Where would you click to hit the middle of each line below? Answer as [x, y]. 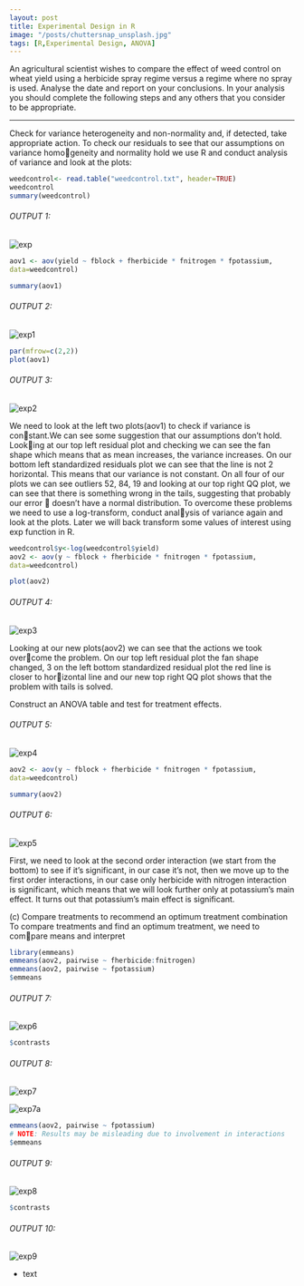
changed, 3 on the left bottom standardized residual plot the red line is [140, 667]
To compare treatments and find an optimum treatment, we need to [135, 926]
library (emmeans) [42, 952]
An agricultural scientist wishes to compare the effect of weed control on [145, 69]
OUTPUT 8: [31, 1063]
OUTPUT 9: [31, 1163]
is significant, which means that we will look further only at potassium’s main [152, 889]
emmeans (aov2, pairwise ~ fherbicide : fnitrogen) [103, 961]
